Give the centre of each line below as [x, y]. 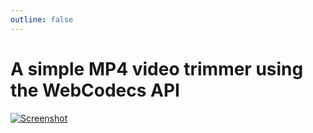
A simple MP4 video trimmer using [157, 68]
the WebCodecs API [95, 90]
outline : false [42, 19]
